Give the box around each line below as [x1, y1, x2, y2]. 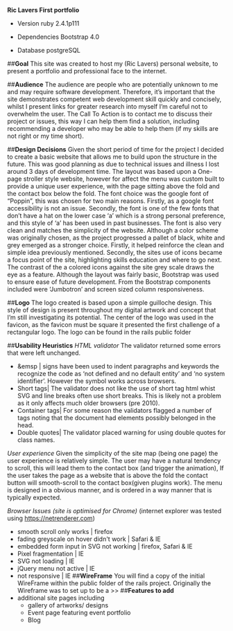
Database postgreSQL [17, 46, 81, 54]
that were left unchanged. [7, 349, 81, 357]
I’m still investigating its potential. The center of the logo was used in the [7, 313, 214, 321]
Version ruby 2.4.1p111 [17, 19, 80, 27]
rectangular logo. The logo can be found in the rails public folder [7, 328, 191, 336]
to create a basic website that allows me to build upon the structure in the [7, 152, 217, 161]
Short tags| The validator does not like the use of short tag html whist [17, 384, 216, 392]
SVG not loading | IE [17, 557, 75, 565]
